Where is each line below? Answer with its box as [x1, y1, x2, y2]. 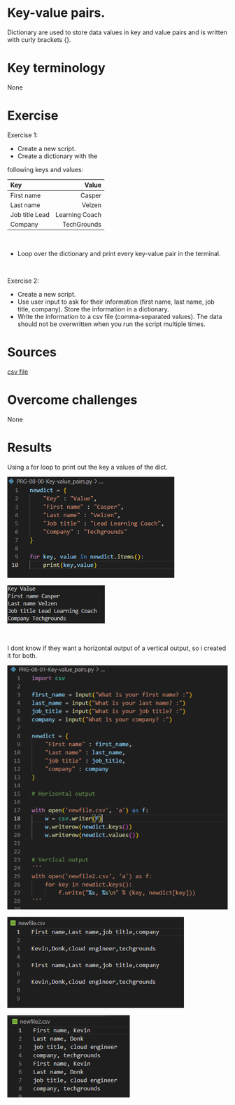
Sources [7, 344, 57, 360]
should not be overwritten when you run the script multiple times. [17, 320, 206, 328]
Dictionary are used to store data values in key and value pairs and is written [7, 28, 227, 36]
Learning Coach [55, 211, 101, 219]
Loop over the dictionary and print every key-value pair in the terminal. [17, 249, 222, 258]
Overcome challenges [7, 392, 138, 407]
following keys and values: [7, 165, 84, 174]
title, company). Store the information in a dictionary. [17, 304, 169, 313]
